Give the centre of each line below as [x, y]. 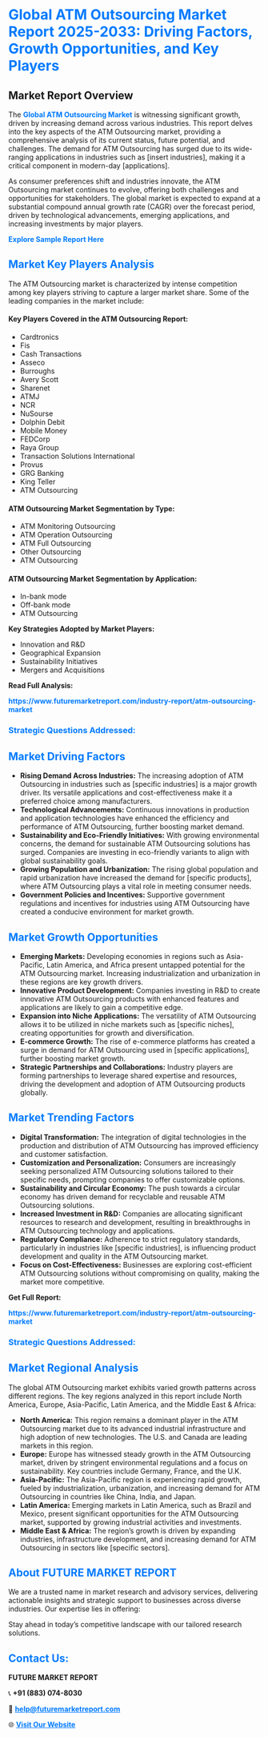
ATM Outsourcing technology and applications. [97, 1231]
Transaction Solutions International [77, 456]
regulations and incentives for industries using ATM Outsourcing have [135, 904]
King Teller [38, 482]
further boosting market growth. [73, 1058]
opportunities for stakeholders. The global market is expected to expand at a [134, 198]
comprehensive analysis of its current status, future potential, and [117, 140]
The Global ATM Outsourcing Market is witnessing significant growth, [124, 115]
